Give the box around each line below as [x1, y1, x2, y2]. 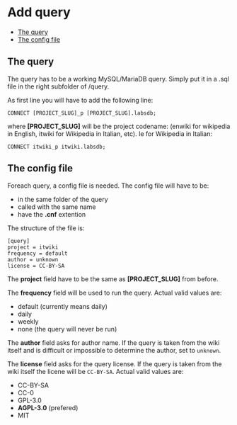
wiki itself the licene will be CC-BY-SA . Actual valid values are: [7, 367, 184, 375]
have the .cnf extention [17, 210, 86, 218]
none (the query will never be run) [17, 324, 117, 333]
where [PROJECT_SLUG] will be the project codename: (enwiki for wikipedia [7, 122, 231, 130]
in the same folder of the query [17, 195, 108, 203]
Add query [7, 4, 71, 21]
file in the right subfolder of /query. [7, 82, 110, 91]
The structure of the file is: [7, 224, 85, 232]
